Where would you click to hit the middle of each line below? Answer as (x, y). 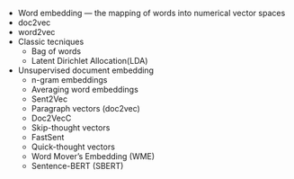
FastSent (48, 137)
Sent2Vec (49, 99)
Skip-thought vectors (71, 128)
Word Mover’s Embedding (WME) (93, 156)
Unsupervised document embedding (86, 70)
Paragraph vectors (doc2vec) (86, 108)
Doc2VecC (51, 118)
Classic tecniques (51, 41)
